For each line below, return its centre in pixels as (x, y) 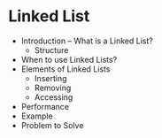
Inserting (50, 78)
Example (37, 116)
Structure (51, 50)
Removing (53, 88)
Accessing (54, 97)
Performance (45, 106)
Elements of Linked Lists (66, 69)
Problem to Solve (52, 125)
